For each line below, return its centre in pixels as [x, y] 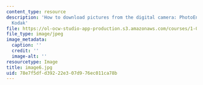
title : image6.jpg [29, 67]
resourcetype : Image [32, 62]
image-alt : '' [29, 56]
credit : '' [25, 51]
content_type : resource [36, 12]
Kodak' [20, 23]
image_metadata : [27, 40]
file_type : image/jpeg [35, 34]
